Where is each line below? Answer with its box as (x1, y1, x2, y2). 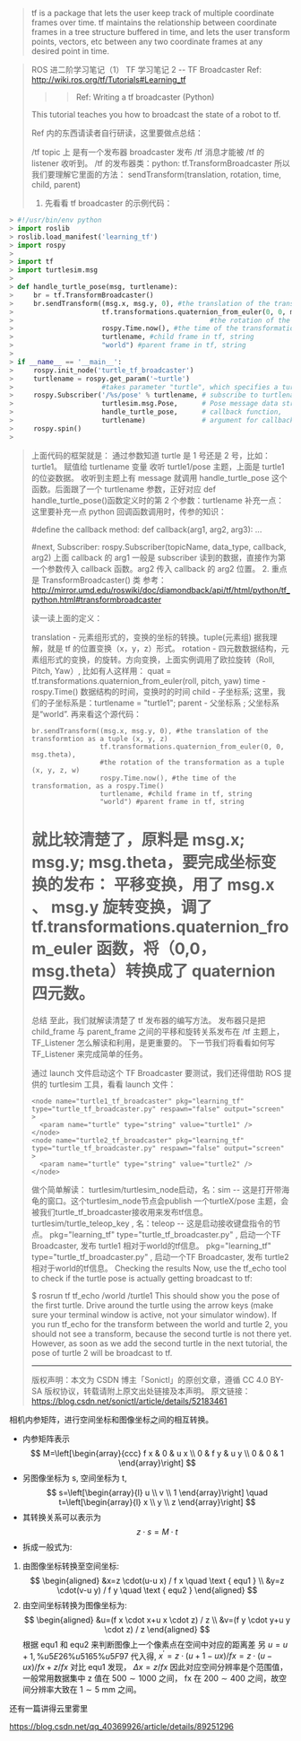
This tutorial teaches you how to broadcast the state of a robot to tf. (30, 109, 281, 119)
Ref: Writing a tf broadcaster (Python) (75, 92, 215, 102)
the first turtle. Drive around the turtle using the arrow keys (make (30, 1299, 274, 1310)
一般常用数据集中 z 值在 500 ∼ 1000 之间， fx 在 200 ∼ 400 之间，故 (21, 1673, 279, 1684)
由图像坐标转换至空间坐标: (21, 1561, 119, 1571)
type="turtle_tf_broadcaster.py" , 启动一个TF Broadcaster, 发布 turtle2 (30, 1251, 289, 1262)
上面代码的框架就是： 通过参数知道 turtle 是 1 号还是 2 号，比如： (30, 450, 271, 460)
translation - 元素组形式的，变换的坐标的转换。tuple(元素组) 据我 (30, 632, 271, 643)
